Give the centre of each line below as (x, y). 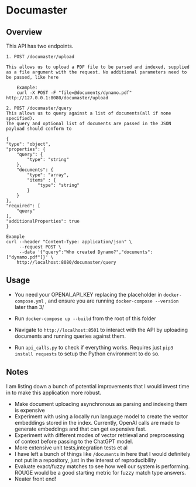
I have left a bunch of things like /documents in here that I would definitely (102, 454)
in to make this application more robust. (54, 392)
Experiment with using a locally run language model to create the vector (101, 416)
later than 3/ (29, 307)
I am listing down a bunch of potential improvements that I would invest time (98, 386)
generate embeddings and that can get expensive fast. (80, 429)
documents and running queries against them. (70, 336)
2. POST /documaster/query (39, 108)
